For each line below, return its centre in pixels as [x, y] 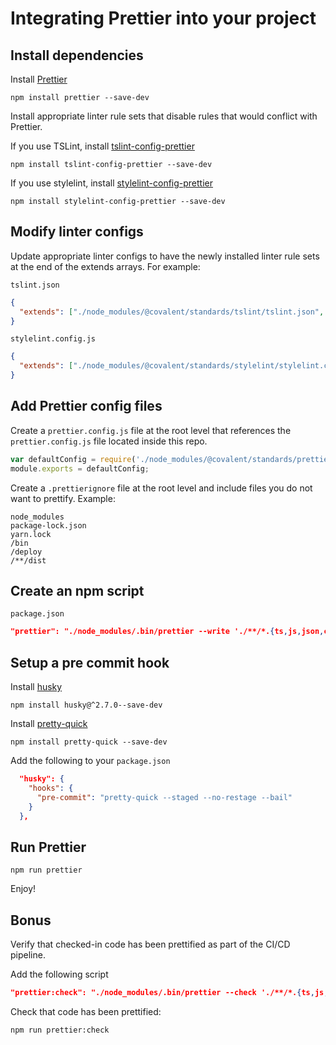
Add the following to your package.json [90, 761]
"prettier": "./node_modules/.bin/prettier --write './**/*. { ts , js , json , [167, 632]
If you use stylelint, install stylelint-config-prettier [112, 183]
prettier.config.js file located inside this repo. [109, 441]
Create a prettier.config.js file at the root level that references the [151, 430]
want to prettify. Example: [63, 498]
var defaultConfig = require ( [73, 459]
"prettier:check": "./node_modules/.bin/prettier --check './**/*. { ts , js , [169, 993]
